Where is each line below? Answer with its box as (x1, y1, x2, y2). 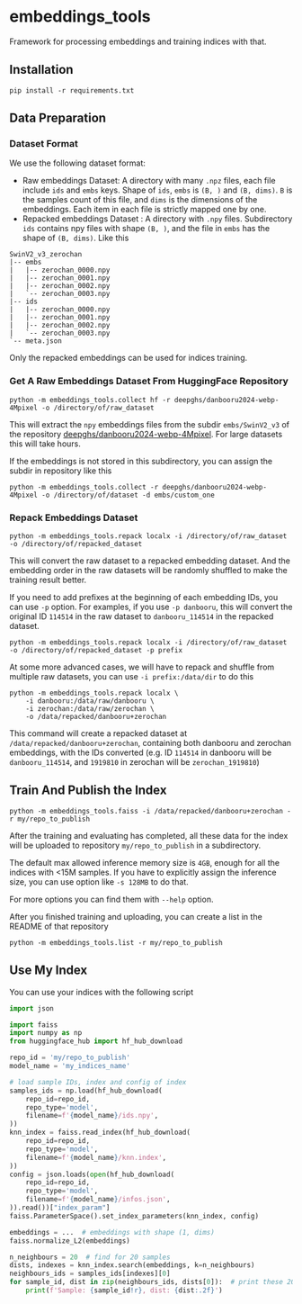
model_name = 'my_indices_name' (9, 1062, 130, 1071)
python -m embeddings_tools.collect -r (9, 482, 159, 491)
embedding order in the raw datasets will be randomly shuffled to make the (9, 565, 288, 576)
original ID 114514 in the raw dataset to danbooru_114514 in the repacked (9, 611, 274, 622)
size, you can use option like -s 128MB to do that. (9, 876, 189, 887)
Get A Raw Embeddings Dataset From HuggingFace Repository (9, 375, 289, 388)
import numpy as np (9, 1029, 83, 1038)
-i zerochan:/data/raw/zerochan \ (25, 705, 155, 714)
